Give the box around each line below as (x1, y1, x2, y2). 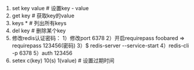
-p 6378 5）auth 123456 (11, 50, 73, 56)
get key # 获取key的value (11, 12, 75, 19)
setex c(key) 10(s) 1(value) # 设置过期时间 (11, 57, 115, 64)
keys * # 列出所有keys (11, 20, 67, 26)
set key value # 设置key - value (11, 5, 89, 11)
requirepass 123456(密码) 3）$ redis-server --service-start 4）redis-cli (11, 42, 189, 49)
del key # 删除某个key (11, 27, 66, 34)
